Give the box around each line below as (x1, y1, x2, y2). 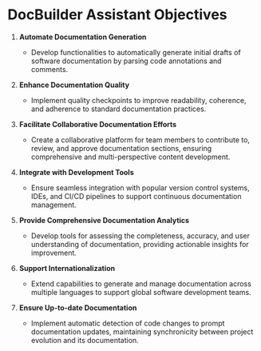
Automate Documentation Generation (18, 32, 147, 42)
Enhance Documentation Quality (18, 80, 129, 90)
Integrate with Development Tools (18, 167, 135, 177)
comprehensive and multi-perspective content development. (30, 152, 231, 162)
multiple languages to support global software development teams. (30, 287, 252, 297)
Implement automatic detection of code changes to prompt (30, 318, 225, 328)
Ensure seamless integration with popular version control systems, (30, 182, 251, 193)
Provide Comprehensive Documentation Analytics (18, 215, 189, 225)
